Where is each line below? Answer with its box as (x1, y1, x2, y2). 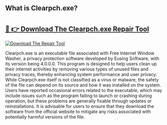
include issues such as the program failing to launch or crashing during (5, 92, 152, 98)
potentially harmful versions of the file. (5, 114, 85, 119)
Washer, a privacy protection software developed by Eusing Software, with (5, 55, 159, 61)
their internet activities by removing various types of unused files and (5, 66, 149, 72)
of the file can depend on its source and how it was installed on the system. (5, 82, 161, 88)
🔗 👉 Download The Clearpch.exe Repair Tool (5, 24, 149, 33)
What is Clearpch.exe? (5, 4, 78, 12)
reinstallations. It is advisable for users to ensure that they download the (5, 103, 154, 109)
